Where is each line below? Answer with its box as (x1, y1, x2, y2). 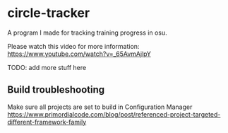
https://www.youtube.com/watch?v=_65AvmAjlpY (7, 50, 152, 58)
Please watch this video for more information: (7, 42, 140, 50)
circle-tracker (7, 5, 90, 21)
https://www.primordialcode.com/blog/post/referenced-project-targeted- (7, 110, 221, 118)
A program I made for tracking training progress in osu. (7, 28, 167, 37)
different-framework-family (7, 117, 87, 126)
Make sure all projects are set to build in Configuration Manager (7, 103, 193, 111)
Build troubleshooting (7, 83, 104, 96)
